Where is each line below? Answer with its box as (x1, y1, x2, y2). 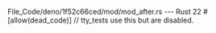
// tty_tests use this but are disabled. (73, 15, 194, 25)
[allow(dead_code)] (7, 15, 73, 25)
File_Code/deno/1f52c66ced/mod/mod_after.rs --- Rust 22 (7, 7, 202, 16)
